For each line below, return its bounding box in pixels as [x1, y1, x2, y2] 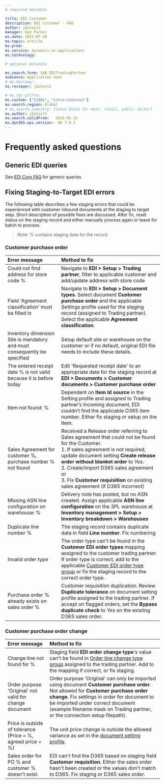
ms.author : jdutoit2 [5, 111, 48, 116]
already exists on [7, 598, 47, 605]
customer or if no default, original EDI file [61, 342, 156, 349]
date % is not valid [7, 369, 51, 376]
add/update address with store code [61, 277, 145, 284]
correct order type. [61, 574, 105, 581]
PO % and [7, 758, 31, 765]
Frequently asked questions [5, 141, 122, 153]
